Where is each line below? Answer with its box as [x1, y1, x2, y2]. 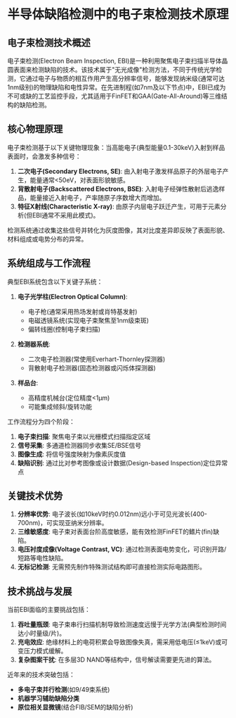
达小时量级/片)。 [17, 629, 65, 638]
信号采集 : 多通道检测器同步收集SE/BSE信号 [17, 441, 142, 449]
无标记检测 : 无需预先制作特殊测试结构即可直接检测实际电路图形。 [17, 562, 206, 571]
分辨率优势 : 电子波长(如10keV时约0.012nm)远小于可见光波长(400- [17, 510, 207, 518]
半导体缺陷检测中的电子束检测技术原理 [7, 6, 230, 23]
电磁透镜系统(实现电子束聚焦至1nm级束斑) [27, 316, 150, 325]
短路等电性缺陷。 [17, 554, 67, 562]
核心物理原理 [7, 123, 63, 135]
